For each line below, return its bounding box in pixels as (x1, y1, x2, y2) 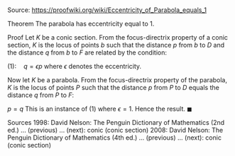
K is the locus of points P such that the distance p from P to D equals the (7, 84, 220, 92)
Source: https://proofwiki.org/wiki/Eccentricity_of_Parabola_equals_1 (7, 6, 207, 14)
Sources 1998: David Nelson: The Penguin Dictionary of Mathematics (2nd (7, 118, 225, 127)
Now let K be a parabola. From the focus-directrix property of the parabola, (7, 76, 228, 84)
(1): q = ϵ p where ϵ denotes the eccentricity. (7, 62, 142, 71)
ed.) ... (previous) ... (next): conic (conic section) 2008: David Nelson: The (7, 126, 224, 135)
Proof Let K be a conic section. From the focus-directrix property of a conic (7, 33, 229, 42)
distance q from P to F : (7, 91, 75, 99)
